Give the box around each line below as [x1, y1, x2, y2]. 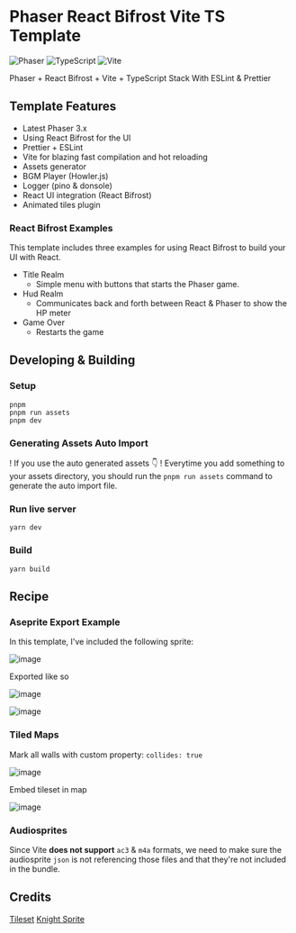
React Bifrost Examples [9, 222, 114, 234]
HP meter [35, 308, 72, 319]
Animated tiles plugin [22, 199, 101, 210]
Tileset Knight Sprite [9, 913, 85, 924]
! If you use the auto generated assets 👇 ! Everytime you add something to [9, 457, 285, 469]
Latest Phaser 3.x [22, 122, 87, 133]
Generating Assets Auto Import [9, 437, 148, 449]
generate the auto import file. [9, 480, 118, 492]
